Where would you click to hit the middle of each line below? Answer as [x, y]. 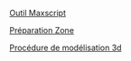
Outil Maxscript [37, 13]
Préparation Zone [42, 30]
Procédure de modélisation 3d [65, 48]
